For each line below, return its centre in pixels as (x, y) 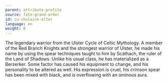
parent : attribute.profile (33, 10)
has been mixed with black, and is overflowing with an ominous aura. (77, 75)
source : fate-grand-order (32, 15)
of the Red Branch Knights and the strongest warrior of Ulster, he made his (82, 48)
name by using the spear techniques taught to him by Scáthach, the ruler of (83, 54)
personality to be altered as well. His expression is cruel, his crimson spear (83, 70)
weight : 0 (16, 29)
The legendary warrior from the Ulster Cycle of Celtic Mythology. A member (84, 43)
